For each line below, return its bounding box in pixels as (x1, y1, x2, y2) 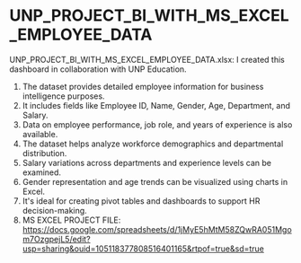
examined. (22, 167, 61, 178)
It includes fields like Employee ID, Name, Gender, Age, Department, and (22, 100, 290, 110)
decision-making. (22, 205, 87, 215)
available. (22, 128, 58, 139)
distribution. (22, 147, 67, 158)
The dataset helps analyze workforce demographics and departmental (22, 138, 284, 149)
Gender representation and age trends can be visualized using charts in (22, 176, 288, 187)
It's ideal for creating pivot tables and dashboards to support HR (22, 195, 261, 206)
